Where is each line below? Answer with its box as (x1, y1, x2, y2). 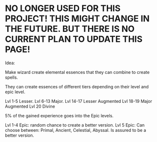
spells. (5, 74, 18, 80)
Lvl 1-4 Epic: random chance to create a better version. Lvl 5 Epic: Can (5, 122, 145, 128)
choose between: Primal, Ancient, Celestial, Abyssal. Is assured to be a (5, 127, 146, 133)
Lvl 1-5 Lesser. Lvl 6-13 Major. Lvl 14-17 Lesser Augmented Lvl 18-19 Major (5, 98, 152, 104)
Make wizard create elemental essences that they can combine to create (5, 69, 150, 75)
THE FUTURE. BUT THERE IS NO (5, 24, 135, 34)
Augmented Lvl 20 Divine (5, 103, 56, 109)
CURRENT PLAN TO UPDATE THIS (5, 34, 143, 45)
